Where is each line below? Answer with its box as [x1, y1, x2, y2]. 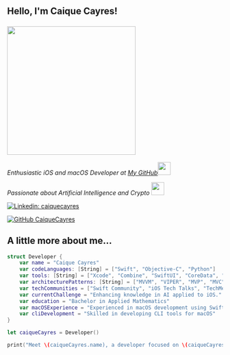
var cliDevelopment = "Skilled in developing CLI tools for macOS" [19, 310, 216, 317]
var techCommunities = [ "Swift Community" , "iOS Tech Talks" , [19, 284, 201, 292]
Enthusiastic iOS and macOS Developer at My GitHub [7, 168, 158, 177]
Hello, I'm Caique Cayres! [7, 5, 118, 17]
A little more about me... [7, 235, 112, 247]
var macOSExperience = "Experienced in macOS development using [19, 304, 207, 311]
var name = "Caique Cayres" [19, 260, 99, 267]
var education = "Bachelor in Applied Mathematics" [19, 297, 170, 304]
